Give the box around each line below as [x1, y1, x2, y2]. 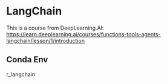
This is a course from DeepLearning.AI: [6, 24, 104, 31]
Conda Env [6, 54, 48, 65]
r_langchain [6, 71, 36, 78]
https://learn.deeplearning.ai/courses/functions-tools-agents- [6, 30, 161, 37]
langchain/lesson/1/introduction [6, 37, 85, 44]
